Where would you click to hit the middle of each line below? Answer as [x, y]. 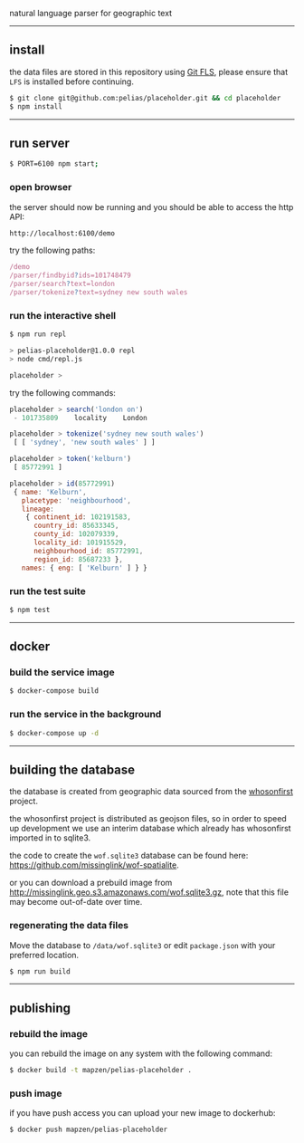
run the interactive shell [63, 315]
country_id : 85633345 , [76, 526]
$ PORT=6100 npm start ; [54, 164]
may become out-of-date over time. [76, 902]
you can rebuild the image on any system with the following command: [141, 1053]
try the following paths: [52, 250]
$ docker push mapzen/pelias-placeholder [89, 1130]
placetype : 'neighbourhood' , [76, 500]
